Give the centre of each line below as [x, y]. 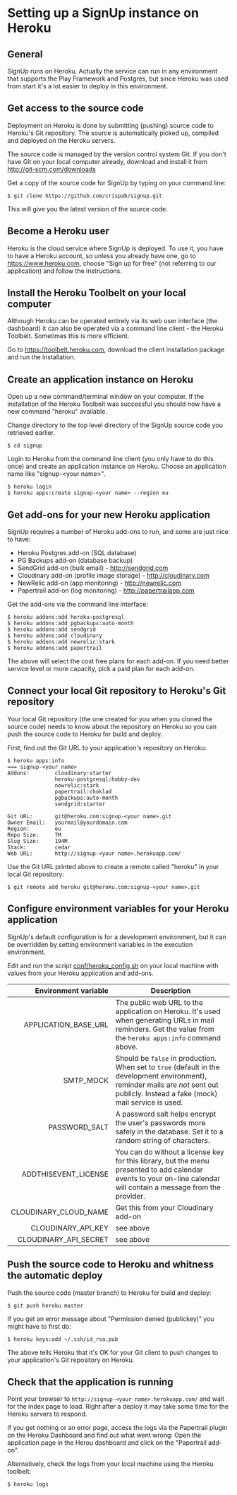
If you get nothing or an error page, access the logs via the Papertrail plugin [117, 1428]
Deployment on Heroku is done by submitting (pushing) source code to [110, 125]
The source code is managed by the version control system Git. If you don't [117, 154]
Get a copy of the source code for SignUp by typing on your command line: [117, 182]
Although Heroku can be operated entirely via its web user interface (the [113, 321]
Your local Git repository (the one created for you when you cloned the [110, 719]
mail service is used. [149, 1103]
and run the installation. [42, 357]
